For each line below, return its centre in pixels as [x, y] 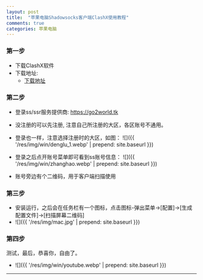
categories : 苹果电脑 [32, 29]
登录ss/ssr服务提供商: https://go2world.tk [67, 112]
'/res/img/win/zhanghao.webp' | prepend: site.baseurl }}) [86, 163]
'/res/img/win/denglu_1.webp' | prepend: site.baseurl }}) [84, 144]
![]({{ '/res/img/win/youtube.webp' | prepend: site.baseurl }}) [91, 265]
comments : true [25, 23]
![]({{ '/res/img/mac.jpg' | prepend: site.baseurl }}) [77, 222]
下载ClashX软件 [34, 65]
